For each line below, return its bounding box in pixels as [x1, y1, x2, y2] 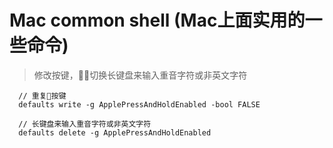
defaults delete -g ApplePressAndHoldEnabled [18, 127, 212, 138]
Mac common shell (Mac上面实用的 [9, 9, 306, 32]
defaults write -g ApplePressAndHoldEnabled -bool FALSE [18, 99, 261, 110]
